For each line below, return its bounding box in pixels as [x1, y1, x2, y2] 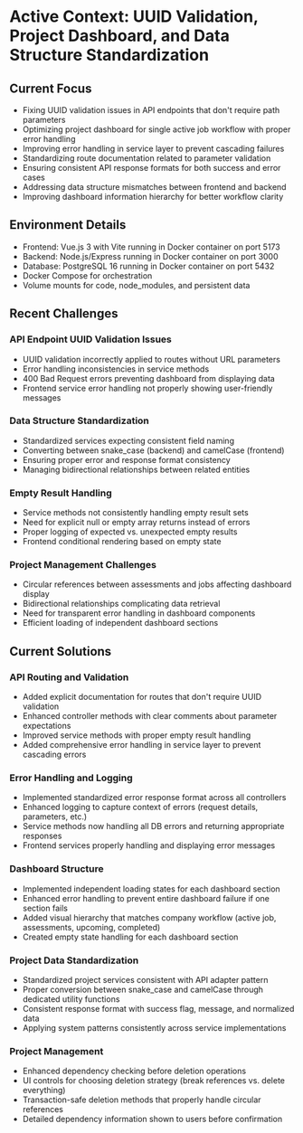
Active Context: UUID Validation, [9, 6, 259, 27]
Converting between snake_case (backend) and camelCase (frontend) [22, 445, 285, 456]
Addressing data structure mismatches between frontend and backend [22, 182, 287, 192]
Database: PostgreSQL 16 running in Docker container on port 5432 [22, 260, 275, 271]
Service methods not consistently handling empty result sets [22, 507, 249, 518]
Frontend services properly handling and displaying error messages [22, 840, 276, 851]
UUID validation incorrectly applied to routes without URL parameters [22, 354, 280, 364]
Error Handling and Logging [9, 771, 133, 784]
